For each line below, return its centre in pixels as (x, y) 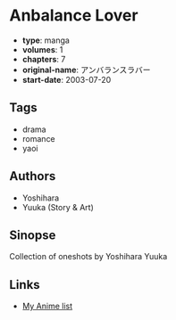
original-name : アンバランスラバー (86, 70)
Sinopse (33, 235)
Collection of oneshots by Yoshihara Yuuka (88, 257)
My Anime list (47, 306)
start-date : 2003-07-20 (67, 79)
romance (38, 138)
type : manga (46, 40)
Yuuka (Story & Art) (58, 207)
